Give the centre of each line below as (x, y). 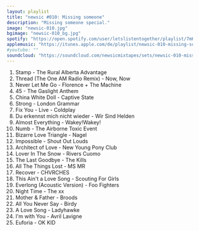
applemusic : (21, 45)
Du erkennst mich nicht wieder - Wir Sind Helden (75, 116)
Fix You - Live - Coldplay (45, 110)
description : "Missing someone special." (58, 22)
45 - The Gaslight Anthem (47, 91)
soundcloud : (21, 55)
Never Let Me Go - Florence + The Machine (68, 85)
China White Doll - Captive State (54, 97)
